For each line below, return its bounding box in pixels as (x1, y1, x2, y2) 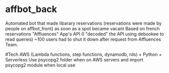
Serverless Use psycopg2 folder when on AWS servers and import (5, 56, 144, 62)
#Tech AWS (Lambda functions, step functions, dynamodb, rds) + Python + (5, 51, 162, 57)
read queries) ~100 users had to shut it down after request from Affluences (5, 36, 161, 42)
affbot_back (5, 4, 57, 15)
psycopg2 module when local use (5, 62, 76, 68)
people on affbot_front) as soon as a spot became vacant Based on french (5, 25, 160, 31)
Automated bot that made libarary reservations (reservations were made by (5, 20, 162, 26)
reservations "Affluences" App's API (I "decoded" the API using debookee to (5, 31, 164, 37)
